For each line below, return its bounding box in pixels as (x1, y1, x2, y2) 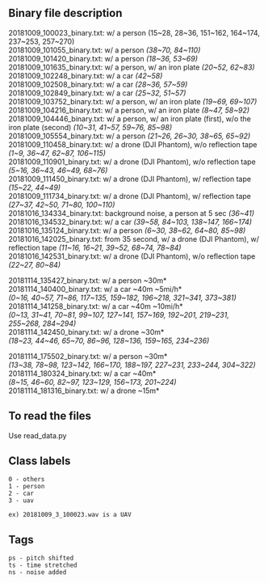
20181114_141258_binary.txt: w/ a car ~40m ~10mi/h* (8, 301, 183, 311)
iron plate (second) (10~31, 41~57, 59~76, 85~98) (8, 122, 172, 132)
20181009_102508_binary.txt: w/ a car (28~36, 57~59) (8, 79, 188, 89)
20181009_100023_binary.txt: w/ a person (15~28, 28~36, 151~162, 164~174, (8, 27, 261, 37)
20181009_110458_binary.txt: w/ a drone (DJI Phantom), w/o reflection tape (8, 139, 258, 149)
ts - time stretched (8, 561, 78, 569)
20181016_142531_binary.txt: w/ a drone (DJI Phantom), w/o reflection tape (8, 251, 256, 261)
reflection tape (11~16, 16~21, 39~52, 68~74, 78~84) (8, 243, 182, 252)
